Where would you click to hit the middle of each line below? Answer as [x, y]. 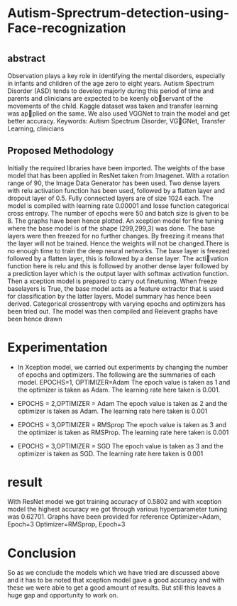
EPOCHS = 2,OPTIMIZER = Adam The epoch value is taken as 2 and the [122, 403]
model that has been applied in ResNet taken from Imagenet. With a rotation [118, 175]
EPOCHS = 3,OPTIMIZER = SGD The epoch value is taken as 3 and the [120, 446]
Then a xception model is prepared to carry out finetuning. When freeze [112, 281]
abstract [27, 59]
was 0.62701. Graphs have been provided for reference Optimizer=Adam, [114, 517]
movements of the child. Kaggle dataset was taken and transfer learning [113, 106]
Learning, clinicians [36, 128]
